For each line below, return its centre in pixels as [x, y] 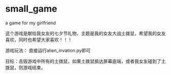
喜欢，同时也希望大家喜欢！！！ [39, 40]
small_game [31, 9]
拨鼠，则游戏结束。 [25, 67]
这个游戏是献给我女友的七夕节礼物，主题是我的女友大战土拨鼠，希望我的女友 [85, 33]
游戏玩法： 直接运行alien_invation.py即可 [48, 50]
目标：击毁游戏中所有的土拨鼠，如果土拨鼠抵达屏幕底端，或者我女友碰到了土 [85, 61]
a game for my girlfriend [31, 23]
